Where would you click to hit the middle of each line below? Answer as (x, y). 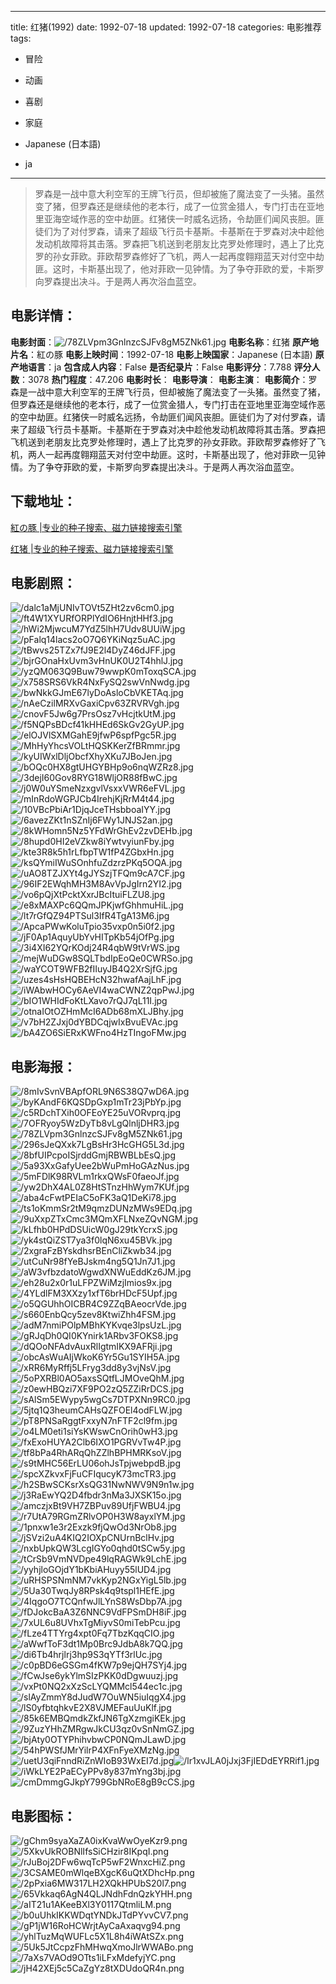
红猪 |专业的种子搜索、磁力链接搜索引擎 (92, 548)
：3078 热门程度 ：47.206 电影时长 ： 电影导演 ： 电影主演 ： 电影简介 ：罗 (168, 379)
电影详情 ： (43, 316)
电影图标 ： (43, 1816)
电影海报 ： (43, 1066)
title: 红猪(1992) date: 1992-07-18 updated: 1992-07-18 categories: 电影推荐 (166, 27)
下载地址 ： (43, 501)
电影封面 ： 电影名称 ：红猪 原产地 (164, 342)
